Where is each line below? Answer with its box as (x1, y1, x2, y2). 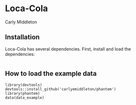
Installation (5, 33, 40, 41)
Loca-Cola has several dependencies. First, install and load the (5, 46, 131, 52)
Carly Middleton (5, 19, 37, 25)
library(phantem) (5, 91, 40, 96)
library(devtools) (5, 82, 42, 87)
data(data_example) (5, 95, 45, 100)
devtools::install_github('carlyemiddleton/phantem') (5, 87, 117, 91)
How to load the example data (5, 70, 97, 78)
